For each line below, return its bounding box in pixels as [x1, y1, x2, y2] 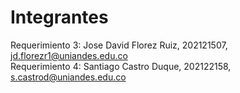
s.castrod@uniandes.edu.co [10, 71, 127, 83]
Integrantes [10, 6, 109, 29]
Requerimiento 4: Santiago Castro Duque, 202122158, [10, 60, 232, 72]
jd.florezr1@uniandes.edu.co [10, 49, 128, 61]
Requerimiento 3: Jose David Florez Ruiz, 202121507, [10, 39, 228, 51]
